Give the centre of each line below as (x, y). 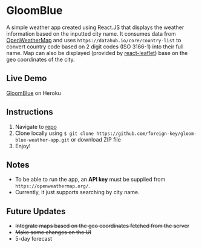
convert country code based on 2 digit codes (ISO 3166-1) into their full (95, 47)
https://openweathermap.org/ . (53, 186)
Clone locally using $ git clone (54, 133)
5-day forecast (34, 239)
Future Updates (36, 211)
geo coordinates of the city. (41, 59)
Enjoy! (23, 146)
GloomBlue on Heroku (34, 93)
